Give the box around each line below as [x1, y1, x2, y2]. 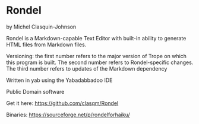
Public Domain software [6, 88, 65, 95]
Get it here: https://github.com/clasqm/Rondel [6, 99, 119, 107]
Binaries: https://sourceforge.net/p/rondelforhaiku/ [6, 111, 131, 118]
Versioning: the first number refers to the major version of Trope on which [6, 52, 187, 59]
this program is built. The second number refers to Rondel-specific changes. [6, 59, 194, 66]
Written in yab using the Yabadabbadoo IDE [6, 77, 113, 84]
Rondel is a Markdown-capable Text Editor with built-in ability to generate [6, 34, 187, 42]
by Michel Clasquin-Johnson [6, 23, 77, 30]
